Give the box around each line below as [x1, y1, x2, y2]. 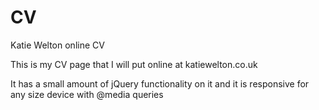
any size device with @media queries [10, 88, 164, 100]
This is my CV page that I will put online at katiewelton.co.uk [10, 58, 258, 70]
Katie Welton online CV [10, 39, 105, 51]
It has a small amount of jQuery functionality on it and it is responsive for [10, 77, 310, 90]
